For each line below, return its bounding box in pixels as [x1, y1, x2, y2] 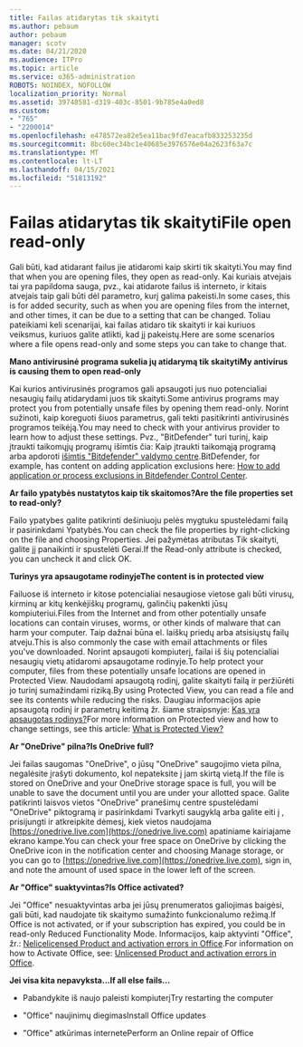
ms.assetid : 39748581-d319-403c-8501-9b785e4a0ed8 [9, 97, 204, 107]
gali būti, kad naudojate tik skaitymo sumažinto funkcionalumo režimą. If [9, 909, 276, 920]
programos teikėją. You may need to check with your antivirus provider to [9, 422, 280, 433]
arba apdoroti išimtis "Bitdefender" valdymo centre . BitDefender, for [9, 451, 260, 462]
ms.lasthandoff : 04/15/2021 [9, 165, 116, 174]
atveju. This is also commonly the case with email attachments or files [9, 636, 269, 648]
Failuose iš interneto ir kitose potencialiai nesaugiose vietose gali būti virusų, [9, 588, 295, 599]
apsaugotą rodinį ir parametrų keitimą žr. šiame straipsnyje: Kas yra [9, 704, 260, 715]
